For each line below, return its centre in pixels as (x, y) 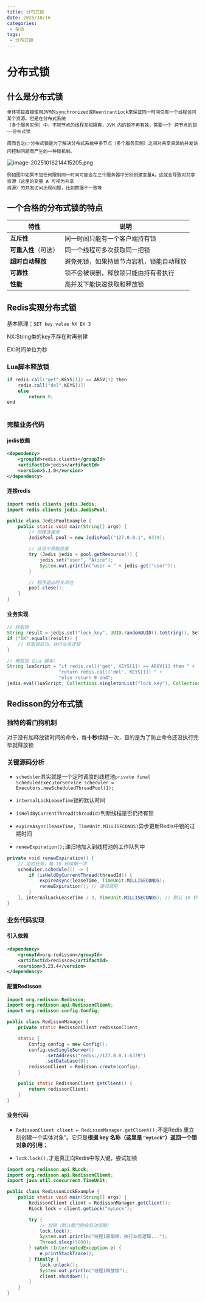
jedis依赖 (19, 440)
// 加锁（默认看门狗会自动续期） (75, 1225)
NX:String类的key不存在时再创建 (47, 336)
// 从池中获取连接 (49, 549)
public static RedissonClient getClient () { (75, 1084)
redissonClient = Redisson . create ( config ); (85, 1067)
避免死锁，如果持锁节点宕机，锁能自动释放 (126, 261)
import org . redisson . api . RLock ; (48, 1169)
